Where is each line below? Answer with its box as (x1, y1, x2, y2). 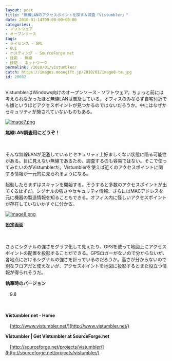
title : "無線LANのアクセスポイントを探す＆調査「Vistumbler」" (5, 12, 128, 17)
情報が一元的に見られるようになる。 (14, 170, 91, 176)
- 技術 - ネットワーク (5, 60, 48, 65)
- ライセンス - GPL (5, 41, 43, 46)
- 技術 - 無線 (5, 55, 32, 61)
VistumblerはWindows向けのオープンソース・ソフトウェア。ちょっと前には (5, 89, 164, 95)
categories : (5, 22, 31, 27)
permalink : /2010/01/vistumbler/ (5, 65, 77, 70)
